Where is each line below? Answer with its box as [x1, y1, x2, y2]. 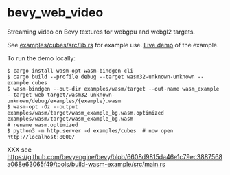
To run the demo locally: [7, 54, 76, 62]
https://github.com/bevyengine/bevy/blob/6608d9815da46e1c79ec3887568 [7, 152, 223, 161]
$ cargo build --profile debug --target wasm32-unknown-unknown [7, 73, 195, 80]
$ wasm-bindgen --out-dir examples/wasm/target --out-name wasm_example [7, 85, 220, 92]
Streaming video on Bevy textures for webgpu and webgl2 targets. [7, 27, 196, 36]
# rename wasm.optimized [7, 121, 78, 128]
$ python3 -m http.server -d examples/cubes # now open [7, 127, 174, 135]
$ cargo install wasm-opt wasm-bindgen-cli [7, 67, 134, 74]
